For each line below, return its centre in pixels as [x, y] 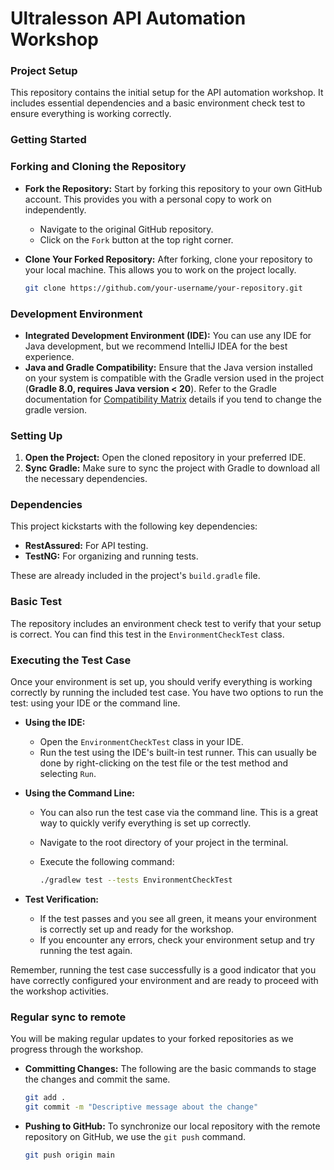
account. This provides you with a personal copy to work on [148, 199]
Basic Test [36, 602]
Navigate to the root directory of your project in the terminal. [164, 843]
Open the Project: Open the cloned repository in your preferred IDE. [165, 458]
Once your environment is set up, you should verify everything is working [161, 682]
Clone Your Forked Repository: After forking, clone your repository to [168, 259]
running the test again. [86, 950]
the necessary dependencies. [86, 479]
